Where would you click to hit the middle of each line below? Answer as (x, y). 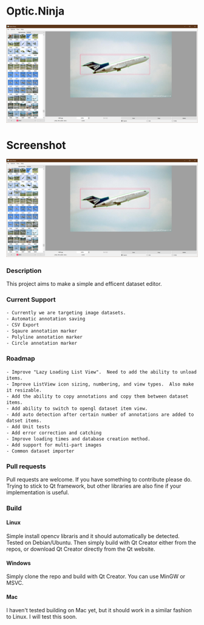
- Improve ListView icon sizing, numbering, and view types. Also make (100, 384)
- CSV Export (23, 325)
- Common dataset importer (40, 451)
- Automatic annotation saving (46, 319)
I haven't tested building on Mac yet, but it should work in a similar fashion (99, 610)
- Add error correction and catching (54, 433)
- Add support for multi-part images (54, 445)
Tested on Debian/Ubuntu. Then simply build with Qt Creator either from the (101, 543)
